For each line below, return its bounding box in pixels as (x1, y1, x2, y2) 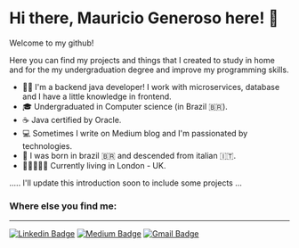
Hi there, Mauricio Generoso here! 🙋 (9, 8, 279, 29)
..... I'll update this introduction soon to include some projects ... (9, 178, 243, 188)
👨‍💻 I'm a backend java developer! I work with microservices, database (21, 81, 280, 92)
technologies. (21, 140, 73, 151)
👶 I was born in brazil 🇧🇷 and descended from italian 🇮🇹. (21, 150, 237, 161)
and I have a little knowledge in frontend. (21, 91, 172, 102)
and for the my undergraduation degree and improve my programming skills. (9, 64, 289, 75)
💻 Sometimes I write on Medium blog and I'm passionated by (21, 128, 248, 138)
